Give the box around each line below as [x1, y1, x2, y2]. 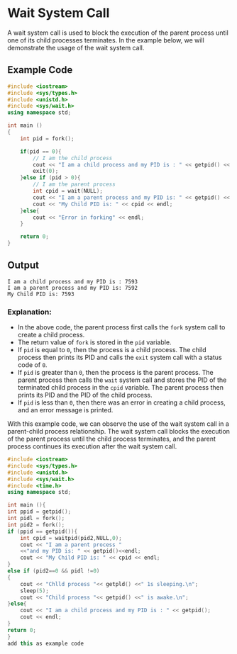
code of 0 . [17, 361, 48, 369]
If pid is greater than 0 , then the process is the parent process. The [17, 368, 214, 377]
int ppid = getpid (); [7, 508, 72, 515]
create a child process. [17, 331, 85, 339]
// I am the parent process [33, 181, 116, 188]
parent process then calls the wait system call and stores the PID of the [17, 376, 227, 384]
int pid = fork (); [20, 135, 75, 142]
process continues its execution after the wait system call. [7, 442, 177, 451]
